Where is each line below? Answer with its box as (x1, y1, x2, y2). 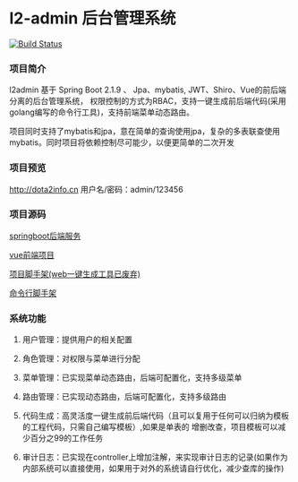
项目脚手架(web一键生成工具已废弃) (9, 268, 141, 279)
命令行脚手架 (9, 288, 56, 298)
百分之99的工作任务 (30, 433, 104, 443)
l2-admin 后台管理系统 (9, 8, 176, 29)
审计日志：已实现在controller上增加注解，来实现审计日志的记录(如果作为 (21, 452, 288, 462)
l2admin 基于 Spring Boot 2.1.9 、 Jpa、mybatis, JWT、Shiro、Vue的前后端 (9, 84, 286, 95)
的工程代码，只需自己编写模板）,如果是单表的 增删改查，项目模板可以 (21, 422, 278, 433)
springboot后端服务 (9, 230, 81, 241)
